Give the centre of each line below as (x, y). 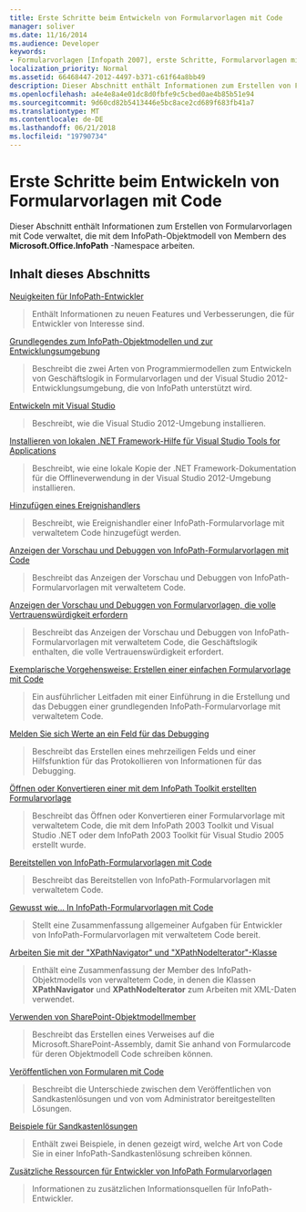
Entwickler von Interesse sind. (88, 324)
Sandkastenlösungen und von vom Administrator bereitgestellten (153, 1098)
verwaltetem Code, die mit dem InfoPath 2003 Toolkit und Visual (153, 825)
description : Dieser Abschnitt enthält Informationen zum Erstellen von (150, 86)
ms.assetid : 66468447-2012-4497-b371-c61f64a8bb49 (107, 77)
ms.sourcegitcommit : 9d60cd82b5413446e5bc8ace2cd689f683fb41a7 (132, 103)
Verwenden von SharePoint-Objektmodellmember (103, 1016)
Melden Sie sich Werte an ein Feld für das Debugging (109, 734)
